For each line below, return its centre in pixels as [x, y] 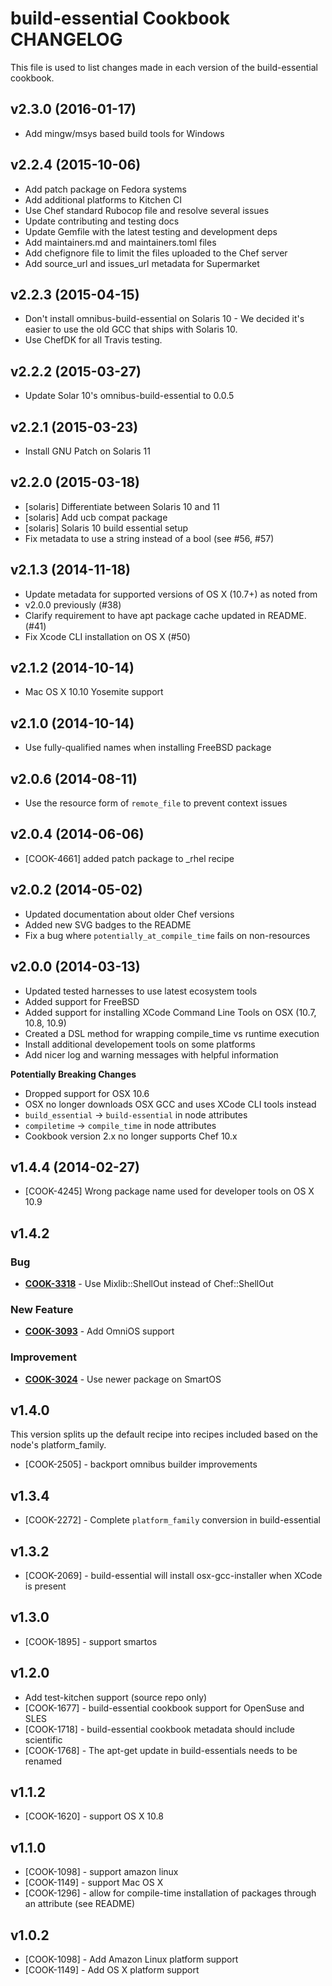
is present [45, 1586]
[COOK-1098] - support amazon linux [101, 1872]
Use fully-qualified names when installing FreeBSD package [148, 748]
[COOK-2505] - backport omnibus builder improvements [141, 1464]
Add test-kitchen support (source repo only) [116, 1697]
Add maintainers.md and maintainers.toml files [120, 242]
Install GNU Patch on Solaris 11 [88, 451]
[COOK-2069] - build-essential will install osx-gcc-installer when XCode [173, 1576]
